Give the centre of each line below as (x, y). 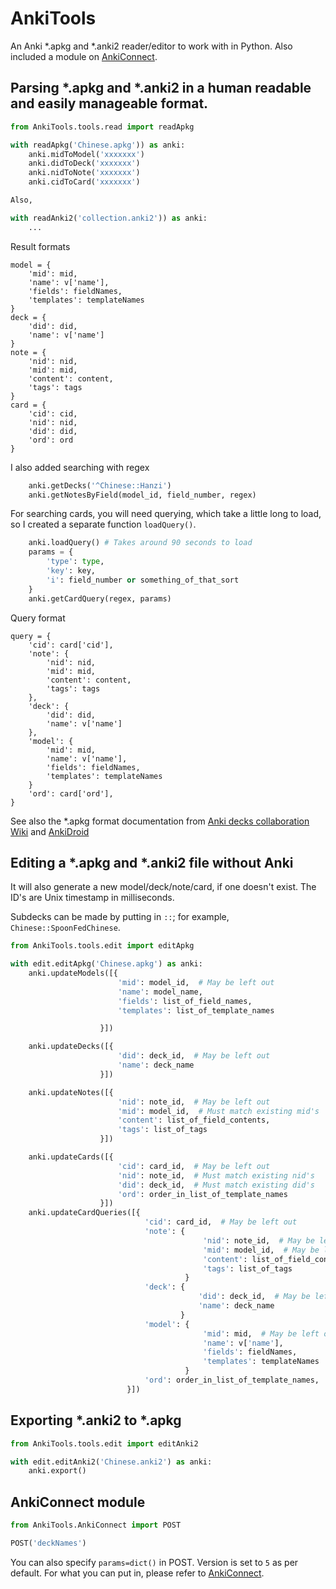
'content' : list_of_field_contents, (194, 1120)
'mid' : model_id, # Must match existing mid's (218, 1111)
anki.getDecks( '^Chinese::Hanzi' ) (100, 485)
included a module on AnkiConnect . (84, 56)
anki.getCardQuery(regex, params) (100, 598)
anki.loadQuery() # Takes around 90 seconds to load (140, 543)
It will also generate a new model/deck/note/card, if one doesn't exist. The (163, 887)
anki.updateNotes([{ (71, 1092)
